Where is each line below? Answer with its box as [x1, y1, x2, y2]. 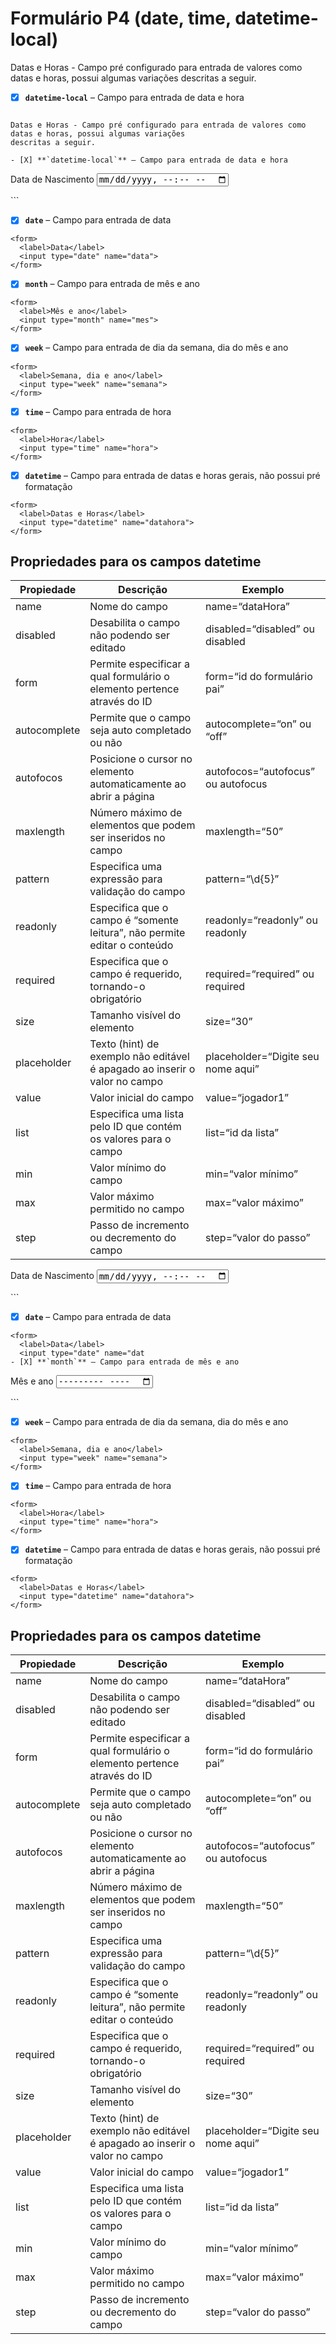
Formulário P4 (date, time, [10, 7, 232, 30]
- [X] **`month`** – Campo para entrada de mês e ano [10, 1357, 240, 1367]
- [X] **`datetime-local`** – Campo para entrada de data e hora [10, 155, 288, 165]
